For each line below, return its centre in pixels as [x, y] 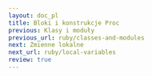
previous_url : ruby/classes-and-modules [77, 38]
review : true [30, 60]
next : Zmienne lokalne [46, 45]
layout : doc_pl [34, 15]
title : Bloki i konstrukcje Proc [64, 23]
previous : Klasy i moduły [51, 30]
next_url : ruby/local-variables [62, 52]
